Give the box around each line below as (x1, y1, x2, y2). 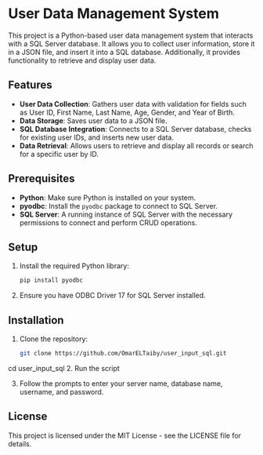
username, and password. (19, 387, 104, 396)
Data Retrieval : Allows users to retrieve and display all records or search (19, 140, 254, 150)
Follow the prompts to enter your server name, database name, (19, 378, 223, 388)
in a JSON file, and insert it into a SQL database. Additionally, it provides (8, 47, 241, 56)
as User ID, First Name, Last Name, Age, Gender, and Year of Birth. (19, 107, 235, 117)
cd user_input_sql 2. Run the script (8, 363, 120, 373)
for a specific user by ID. (19, 149, 99, 158)
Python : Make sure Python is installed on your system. (19, 193, 196, 202)
